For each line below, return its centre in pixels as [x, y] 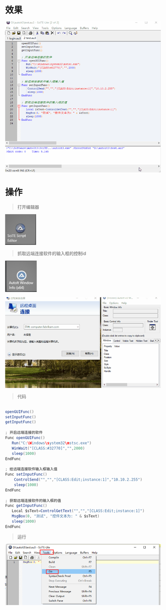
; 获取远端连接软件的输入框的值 [33, 500]
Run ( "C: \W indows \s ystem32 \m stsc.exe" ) [52, 443]
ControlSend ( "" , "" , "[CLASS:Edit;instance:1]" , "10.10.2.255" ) [78, 480]
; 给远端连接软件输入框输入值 [31, 469]
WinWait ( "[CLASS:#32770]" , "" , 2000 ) [48, 448]
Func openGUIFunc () [25, 438]
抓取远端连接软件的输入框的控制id [52, 254]
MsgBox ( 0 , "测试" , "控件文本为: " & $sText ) [56, 516]
